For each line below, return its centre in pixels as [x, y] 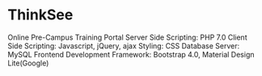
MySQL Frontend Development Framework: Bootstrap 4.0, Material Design [131, 54]
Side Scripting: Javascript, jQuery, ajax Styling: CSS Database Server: [124, 45]
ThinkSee [40, 15]
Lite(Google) [28, 63]
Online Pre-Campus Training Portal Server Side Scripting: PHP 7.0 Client [127, 37]
